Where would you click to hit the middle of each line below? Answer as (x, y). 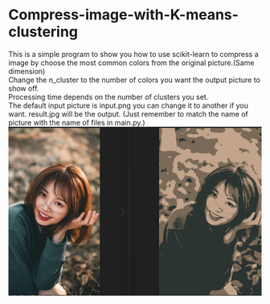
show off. (24, 88)
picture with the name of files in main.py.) (77, 122)
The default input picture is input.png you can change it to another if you (129, 105)
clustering (43, 32)
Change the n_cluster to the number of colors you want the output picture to (135, 80)
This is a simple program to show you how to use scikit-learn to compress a (133, 54)
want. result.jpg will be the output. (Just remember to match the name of (129, 113)
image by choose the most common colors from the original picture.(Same (131, 63)
